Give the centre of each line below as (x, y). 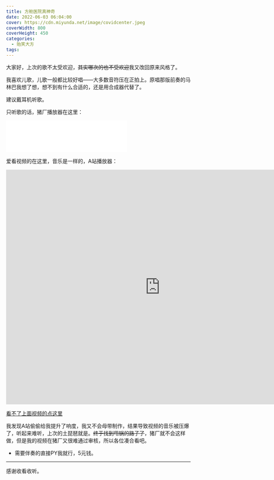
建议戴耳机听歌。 (27, 99)
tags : (13, 50)
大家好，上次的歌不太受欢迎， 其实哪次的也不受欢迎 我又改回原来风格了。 (93, 67)
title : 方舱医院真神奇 (31, 11)
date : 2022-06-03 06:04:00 (39, 17)
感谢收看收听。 (24, 471)
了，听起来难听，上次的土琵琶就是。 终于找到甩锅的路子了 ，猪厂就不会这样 (96, 433)
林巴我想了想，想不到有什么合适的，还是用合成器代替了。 (75, 87)
